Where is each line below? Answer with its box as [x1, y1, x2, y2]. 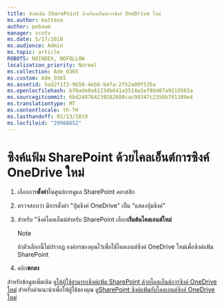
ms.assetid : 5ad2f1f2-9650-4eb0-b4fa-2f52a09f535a [7, 81, 156, 88]
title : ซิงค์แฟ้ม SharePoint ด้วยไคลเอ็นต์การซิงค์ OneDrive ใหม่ [7, 10, 161, 17]
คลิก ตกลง [17, 264, 39, 272]
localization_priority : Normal [7, 62, 97, 69]
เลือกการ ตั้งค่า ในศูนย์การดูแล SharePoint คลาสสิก [17, 188, 135, 196]
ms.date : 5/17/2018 [7, 36, 64, 43]
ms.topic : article [7, 49, 60, 56]
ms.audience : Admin [7, 42, 64, 49]
